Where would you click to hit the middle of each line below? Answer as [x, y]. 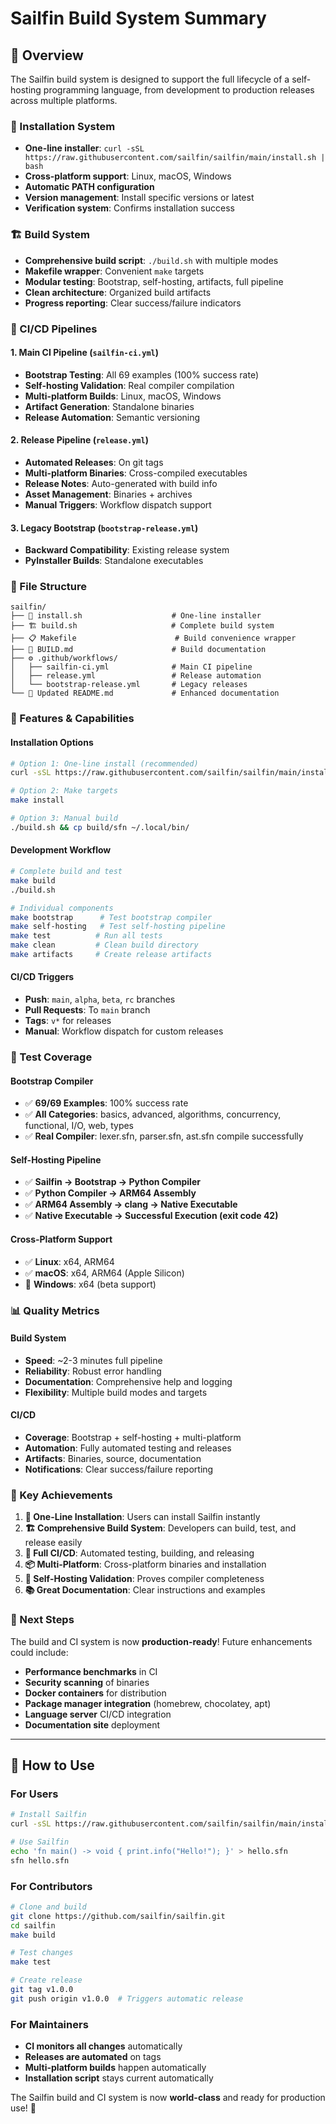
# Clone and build [48, 1907]
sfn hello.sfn [40, 1860]
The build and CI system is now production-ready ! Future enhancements [161, 1641]
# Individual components [62, 908]
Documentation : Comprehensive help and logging [128, 1381]
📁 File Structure [49, 587]
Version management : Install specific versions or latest [139, 198]
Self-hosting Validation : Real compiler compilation [129, 385]
